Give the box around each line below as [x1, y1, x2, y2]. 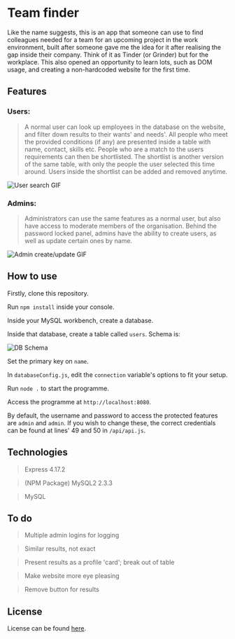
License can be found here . [7, 624, 87, 633]
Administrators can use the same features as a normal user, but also [24, 214, 221, 222]
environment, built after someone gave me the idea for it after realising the [7, 43, 222, 51]
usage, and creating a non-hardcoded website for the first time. [7, 65, 191, 74]
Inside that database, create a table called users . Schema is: [7, 329, 180, 338]
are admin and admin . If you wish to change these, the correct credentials [7, 418, 216, 427]
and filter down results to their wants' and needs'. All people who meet [24, 130, 229, 138]
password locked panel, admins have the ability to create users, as [24, 229, 217, 238]
